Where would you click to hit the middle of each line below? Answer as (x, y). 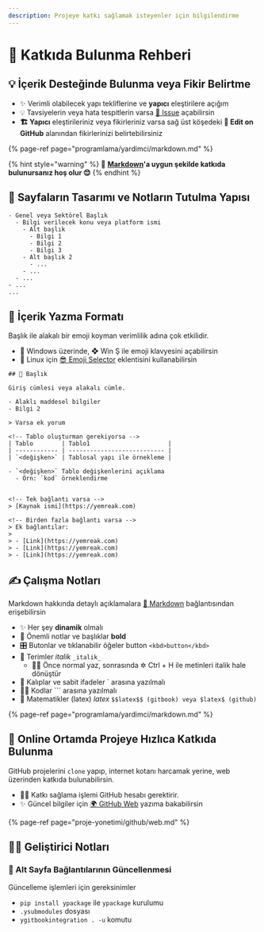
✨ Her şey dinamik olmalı (61, 627)
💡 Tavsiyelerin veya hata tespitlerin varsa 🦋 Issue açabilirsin (117, 112)
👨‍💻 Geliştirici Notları (59, 847)
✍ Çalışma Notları (55, 580)
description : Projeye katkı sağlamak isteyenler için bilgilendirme (124, 16)
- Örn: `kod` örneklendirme (62, 479)
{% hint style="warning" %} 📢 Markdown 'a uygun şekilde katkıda (117, 164)
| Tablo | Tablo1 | (90, 444)
